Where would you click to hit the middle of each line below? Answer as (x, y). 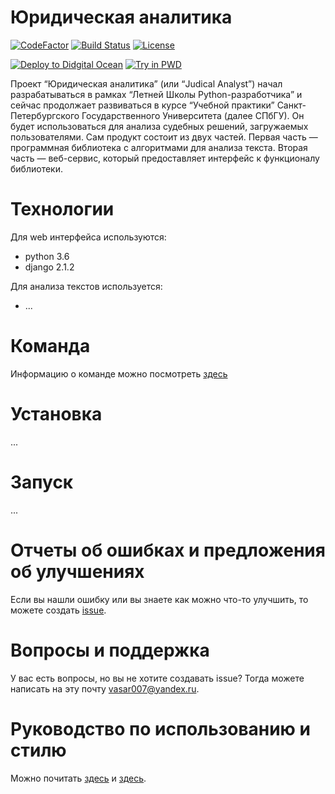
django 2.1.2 (49, 267)
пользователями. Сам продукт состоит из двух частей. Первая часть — (164, 137)
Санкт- (291, 105)
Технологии (62, 209)
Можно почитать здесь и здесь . (78, 778)
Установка (56, 414)
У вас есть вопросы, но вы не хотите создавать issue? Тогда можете (157, 678)
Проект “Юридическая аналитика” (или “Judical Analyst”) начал (146, 83)
